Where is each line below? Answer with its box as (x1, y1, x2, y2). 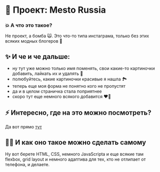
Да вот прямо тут (5, 124, 42, 130)
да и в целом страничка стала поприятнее (12, 88, 102, 95)
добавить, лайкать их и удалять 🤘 (12, 71, 83, 76)
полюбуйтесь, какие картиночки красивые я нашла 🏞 (12, 76, 127, 82)
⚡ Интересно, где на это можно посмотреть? (5, 108, 152, 117)
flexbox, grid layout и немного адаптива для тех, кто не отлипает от (5, 156, 146, 162)
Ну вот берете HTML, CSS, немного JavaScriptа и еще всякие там (5, 151, 144, 157)
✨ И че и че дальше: (5, 52, 70, 61)
